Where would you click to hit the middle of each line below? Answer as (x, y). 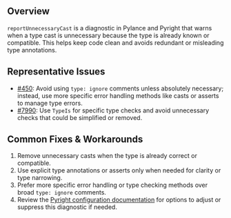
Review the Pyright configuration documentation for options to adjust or (119, 200)
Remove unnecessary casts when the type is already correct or (107, 156)
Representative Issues (56, 72)
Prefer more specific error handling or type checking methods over (112, 185)
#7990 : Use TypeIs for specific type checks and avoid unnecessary (113, 110)
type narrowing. (40, 178)
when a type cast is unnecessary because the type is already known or (108, 35)
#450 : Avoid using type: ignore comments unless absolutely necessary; (120, 88)
